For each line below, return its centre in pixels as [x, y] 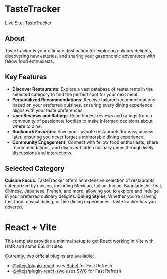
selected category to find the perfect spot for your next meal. [75, 94]
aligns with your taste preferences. [48, 110]
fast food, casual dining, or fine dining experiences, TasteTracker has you [81, 202]
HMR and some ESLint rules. [34, 246]
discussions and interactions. [42, 153]
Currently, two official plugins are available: [50, 256]
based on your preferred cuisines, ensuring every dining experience [82, 105]
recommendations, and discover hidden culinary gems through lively [83, 147]
